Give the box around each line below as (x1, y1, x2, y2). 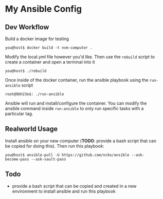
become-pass (5, 156, 29, 162)
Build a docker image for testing (5, 36, 69, 42)
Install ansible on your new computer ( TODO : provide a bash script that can (5, 138, 157, 144)
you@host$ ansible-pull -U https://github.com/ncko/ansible (5, 153, 130, 157)
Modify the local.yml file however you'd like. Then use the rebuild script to (5, 54, 155, 60)
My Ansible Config (5, 3, 82, 15)
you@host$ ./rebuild (5, 68, 47, 73)
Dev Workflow (5, 23, 50, 31)
